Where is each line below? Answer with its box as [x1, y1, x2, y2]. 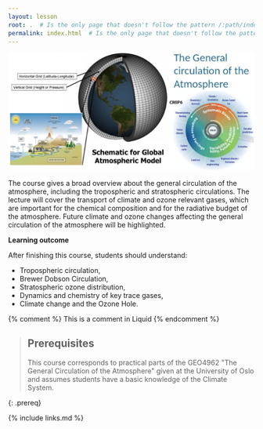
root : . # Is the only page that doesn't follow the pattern [8, 20, 215, 29]
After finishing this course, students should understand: [8, 251, 188, 260]
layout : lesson [8, 13, 58, 20]
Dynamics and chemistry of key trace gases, [19, 291, 164, 300]
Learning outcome [8, 235, 69, 245]
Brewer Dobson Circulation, [19, 274, 109, 284]
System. [27, 383, 54, 392]
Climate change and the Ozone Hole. [19, 299, 139, 309]
